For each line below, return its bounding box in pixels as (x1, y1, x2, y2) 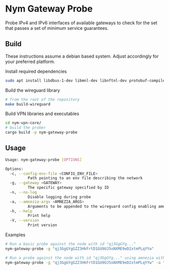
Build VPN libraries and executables (5, 111, 79, 117)
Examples (5, 232, 26, 238)
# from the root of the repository (5, 97, 80, 102)
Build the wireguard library (5, 87, 60, 93)
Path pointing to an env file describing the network (27, 176, 143, 181)
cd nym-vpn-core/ (5, 121, 42, 126)
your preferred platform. (5, 59, 55, 65)
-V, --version (10, 218, 39, 223)
